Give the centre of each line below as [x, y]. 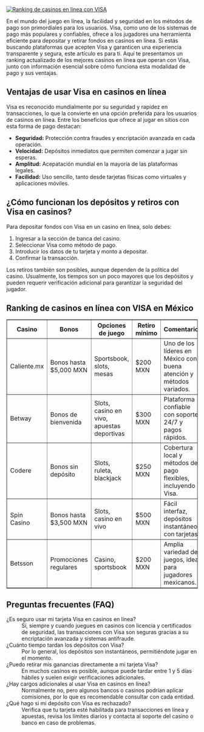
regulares [64, 568]
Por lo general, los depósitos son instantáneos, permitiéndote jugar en [109, 652]
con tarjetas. [182, 534]
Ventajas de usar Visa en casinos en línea [87, 92]
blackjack [108, 478]
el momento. [37, 658]
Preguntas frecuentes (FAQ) [60, 604]
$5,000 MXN [69, 370]
